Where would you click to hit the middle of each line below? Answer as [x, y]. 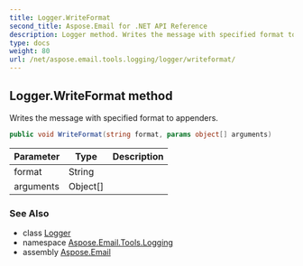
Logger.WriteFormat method [91, 96]
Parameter [37, 156]
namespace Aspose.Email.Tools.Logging [98, 242]
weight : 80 [30, 51]
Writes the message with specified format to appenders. [114, 117]
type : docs [30, 43]
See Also [29, 213]
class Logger [46, 233]
